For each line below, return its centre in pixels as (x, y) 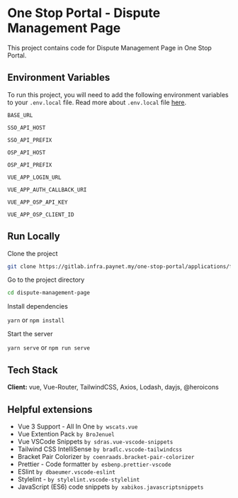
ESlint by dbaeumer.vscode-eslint (66, 471)
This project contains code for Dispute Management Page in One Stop (110, 48)
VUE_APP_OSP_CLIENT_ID (41, 214)
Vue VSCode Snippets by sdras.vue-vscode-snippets (95, 441)
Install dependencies (38, 306)
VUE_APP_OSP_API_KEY (38, 202)
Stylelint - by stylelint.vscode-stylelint (79, 479)
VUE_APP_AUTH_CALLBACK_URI (47, 189)
